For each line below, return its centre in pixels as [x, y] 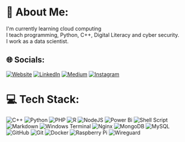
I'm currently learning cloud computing [54, 29]
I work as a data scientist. [37, 41]
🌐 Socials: [26, 60]
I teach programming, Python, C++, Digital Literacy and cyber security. [93, 34]
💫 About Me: [37, 12]
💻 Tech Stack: [43, 99]
